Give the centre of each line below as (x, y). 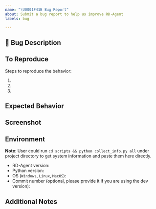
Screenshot (23, 123)
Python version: (28, 171)
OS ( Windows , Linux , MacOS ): (39, 176)
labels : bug (17, 19)
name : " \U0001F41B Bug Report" (37, 9)
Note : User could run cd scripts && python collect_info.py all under (77, 151)
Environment (25, 139)
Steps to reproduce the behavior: (38, 71)
